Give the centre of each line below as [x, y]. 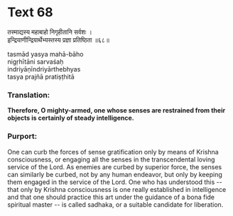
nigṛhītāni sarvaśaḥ [36, 62]
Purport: [22, 137]
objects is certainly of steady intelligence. [71, 118]
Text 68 [30, 12]
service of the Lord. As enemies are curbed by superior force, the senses [115, 166]
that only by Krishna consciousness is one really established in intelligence [117, 189]
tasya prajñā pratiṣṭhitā [41, 76]
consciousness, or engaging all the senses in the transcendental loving [111, 159]
